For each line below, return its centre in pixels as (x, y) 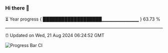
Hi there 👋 (17, 8)
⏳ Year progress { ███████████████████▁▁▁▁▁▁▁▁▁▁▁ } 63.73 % (83, 19)
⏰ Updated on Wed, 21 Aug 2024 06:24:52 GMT (55, 35)
